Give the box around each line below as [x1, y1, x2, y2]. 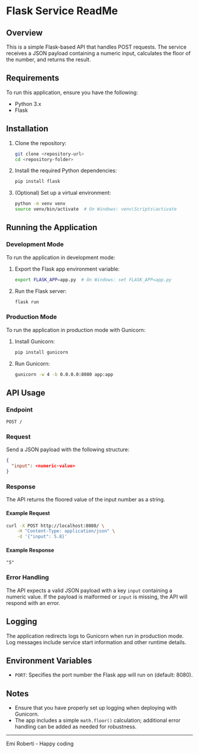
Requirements [6, 73, 59, 83]
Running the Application [6, 223, 98, 233]
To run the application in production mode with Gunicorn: [6, 326, 146, 333]
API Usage [6, 388, 46, 398]
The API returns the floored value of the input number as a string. [6, 496, 166, 503]
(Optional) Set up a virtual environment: [14, 189, 111, 197]
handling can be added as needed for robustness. [14, 723, 137, 731]
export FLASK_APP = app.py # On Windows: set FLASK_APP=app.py [14, 276, 172, 282]
